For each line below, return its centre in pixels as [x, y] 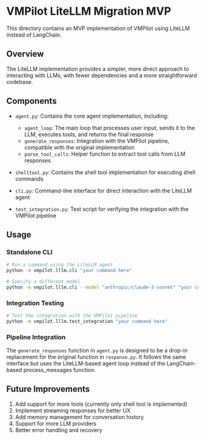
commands [29, 178]
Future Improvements [48, 389]
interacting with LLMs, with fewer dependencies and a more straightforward [102, 75]
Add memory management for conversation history [80, 417]
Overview [25, 54]
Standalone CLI [30, 252]
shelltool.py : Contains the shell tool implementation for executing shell [105, 172]
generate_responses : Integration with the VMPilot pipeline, [97, 141]
